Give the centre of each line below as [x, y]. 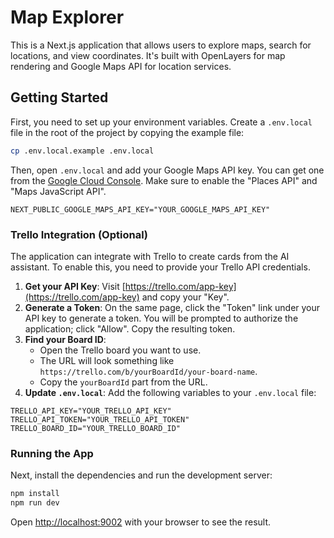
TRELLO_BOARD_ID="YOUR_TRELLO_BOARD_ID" [96, 428]
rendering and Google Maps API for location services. [121, 66]
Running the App [52, 453]
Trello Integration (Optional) [79, 234]
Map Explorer [67, 17]
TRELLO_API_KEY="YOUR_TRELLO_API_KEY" [91, 411]
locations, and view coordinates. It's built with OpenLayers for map [148, 55]
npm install [35, 494]
